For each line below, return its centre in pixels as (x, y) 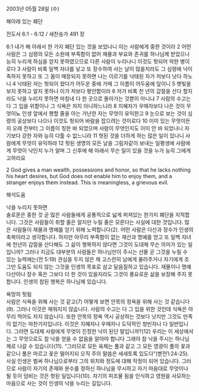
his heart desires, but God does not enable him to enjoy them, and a (89, 176)
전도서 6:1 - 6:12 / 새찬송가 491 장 (45, 34)
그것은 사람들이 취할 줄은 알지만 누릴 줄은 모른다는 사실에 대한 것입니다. (101, 222)
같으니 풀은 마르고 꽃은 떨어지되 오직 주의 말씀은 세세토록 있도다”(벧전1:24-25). (98, 353)
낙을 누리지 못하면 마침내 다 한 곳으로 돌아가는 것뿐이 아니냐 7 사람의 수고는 (104, 99)
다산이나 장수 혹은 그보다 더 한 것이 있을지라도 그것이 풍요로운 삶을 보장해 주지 (97, 274)
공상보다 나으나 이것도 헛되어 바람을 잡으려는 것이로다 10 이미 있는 (94, 121)
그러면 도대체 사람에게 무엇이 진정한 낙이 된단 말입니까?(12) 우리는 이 (94, 331)
